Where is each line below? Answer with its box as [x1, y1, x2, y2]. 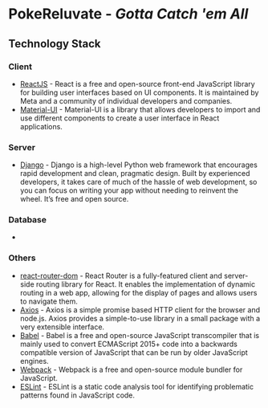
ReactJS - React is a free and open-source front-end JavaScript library [19, 79, 255, 88]
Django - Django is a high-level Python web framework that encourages [19, 160, 258, 169]
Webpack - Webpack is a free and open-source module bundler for [19, 365, 243, 374]
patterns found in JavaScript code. [19, 390, 135, 400]
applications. [19, 121, 63, 131]
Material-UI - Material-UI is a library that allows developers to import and [19, 104, 261, 114]
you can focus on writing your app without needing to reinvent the [19, 186, 239, 195]
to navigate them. [19, 296, 79, 306]
